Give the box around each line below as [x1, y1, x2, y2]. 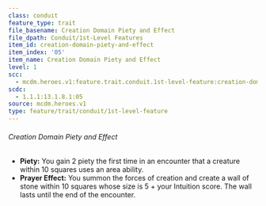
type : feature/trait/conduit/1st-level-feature [8, 108, 169, 116]
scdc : [8, 85, 26, 93]
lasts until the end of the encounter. [19, 190, 136, 200]
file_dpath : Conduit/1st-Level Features [8, 33, 144, 42]
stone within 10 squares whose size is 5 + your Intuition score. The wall [19, 181, 252, 191]
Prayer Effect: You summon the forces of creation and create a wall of [19, 174, 249, 183]
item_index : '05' [8, 48, 66, 56]
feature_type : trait [8, 19, 77, 27]
